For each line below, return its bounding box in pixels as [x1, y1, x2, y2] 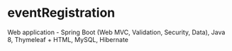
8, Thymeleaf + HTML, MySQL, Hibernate [7, 35, 129, 43]
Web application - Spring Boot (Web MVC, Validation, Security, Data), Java [7, 28, 226, 36]
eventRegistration [7, 5, 116, 21]
